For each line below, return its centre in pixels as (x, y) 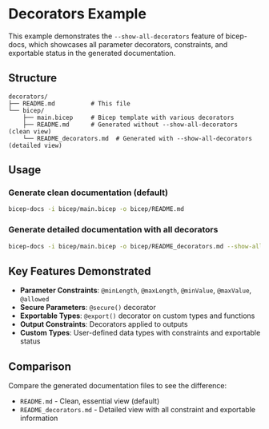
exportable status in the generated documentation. (92, 53)
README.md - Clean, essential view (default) (90, 401)
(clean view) (30, 131)
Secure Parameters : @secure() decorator (88, 308)
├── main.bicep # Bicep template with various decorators (128, 117)
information (39, 418)
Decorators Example (77, 14)
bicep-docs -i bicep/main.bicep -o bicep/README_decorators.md (116, 246)
